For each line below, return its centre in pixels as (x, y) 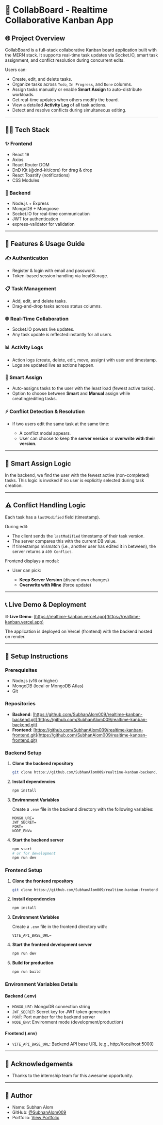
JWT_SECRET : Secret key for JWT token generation (61, 1012)
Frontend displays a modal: (32, 561)
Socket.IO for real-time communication (51, 214)
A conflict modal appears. (45, 433)
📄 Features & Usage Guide (45, 244)
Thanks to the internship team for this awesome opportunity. (73, 1076)
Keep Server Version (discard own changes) (64, 580)
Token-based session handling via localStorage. (60, 276)
